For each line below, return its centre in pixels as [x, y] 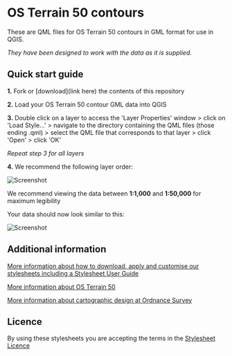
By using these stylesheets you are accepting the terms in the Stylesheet [111, 338]
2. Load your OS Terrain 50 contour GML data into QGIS [87, 104]
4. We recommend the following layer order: [70, 167]
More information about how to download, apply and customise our [103, 266]
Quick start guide [45, 74]
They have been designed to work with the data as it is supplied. [100, 53]
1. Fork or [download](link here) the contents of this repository [96, 91]
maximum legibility [34, 200]
